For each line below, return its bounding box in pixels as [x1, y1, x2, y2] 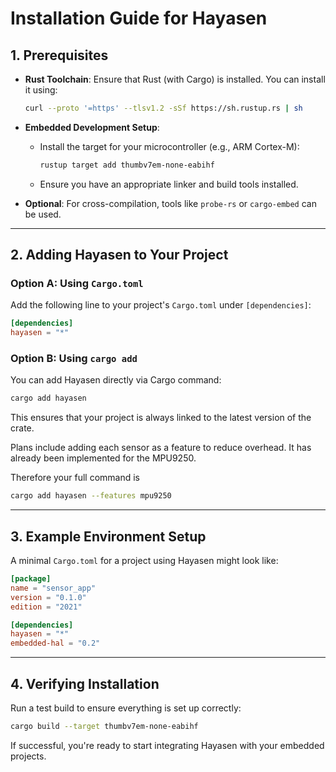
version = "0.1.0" [10, 592, 87, 602]
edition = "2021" [10, 602, 83, 612]
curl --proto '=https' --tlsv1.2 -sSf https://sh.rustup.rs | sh [24, 103, 303, 113]
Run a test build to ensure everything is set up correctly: [10, 702, 242, 714]
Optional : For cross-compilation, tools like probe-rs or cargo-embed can [24, 197, 317, 209]
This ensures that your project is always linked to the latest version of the [10, 412, 312, 424]
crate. [10, 422, 35, 434]
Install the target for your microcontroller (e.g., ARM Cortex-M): [39, 140, 300, 152]
